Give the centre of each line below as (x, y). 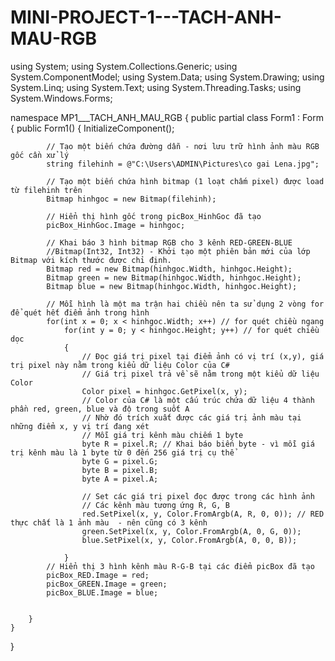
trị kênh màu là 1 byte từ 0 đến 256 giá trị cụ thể (122, 452)
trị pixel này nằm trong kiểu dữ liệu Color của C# (120, 365)
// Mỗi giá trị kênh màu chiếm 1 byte (162, 435)
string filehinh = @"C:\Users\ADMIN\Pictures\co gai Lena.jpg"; (183, 164)
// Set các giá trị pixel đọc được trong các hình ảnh (198, 496)
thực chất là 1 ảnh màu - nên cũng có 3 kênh (109, 522)
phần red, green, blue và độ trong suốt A (100, 409)
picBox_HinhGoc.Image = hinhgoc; (116, 225)
